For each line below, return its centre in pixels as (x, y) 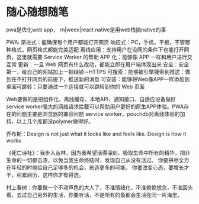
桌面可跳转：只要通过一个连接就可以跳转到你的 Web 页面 (76, 86)
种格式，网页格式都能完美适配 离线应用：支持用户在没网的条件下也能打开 (95, 49)
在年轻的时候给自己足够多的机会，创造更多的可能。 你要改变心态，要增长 (95, 167)
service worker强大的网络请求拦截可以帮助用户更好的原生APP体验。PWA (95, 106)
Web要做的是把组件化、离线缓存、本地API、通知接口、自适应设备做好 (91, 99)
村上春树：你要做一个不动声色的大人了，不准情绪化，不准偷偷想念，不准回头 (99, 187)
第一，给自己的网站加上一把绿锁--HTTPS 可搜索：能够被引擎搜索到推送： (96, 72)
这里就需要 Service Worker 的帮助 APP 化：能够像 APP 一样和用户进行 (102, 57)
